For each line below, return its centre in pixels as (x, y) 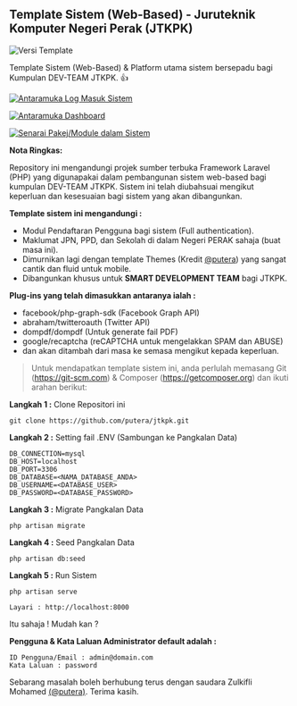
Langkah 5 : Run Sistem (53, 575)
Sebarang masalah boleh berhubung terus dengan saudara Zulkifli (131, 682)
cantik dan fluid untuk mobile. (77, 268)
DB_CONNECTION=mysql (48, 454)
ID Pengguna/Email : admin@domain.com (81, 657)
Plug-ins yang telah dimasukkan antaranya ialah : (103, 295)
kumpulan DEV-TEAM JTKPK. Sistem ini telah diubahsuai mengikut (132, 186)
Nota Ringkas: (36, 150)
